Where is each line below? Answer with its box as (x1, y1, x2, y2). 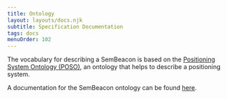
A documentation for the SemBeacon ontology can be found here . (7, 84, 197, 92)
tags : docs (7, 29, 39, 37)
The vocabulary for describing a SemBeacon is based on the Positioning (7, 55, 215, 63)
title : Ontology (7, 10, 54, 17)
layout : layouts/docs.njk (7, 17, 82, 24)
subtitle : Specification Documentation (7, 23, 124, 30)
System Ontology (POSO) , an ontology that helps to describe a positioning (7, 63, 221, 71)
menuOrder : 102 (7, 36, 52, 43)
